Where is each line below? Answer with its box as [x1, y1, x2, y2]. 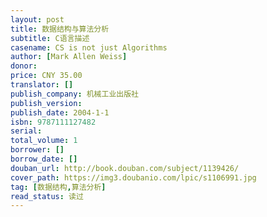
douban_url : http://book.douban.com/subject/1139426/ [10, 163, 240, 173]
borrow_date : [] [10, 154, 78, 164]
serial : [10, 126, 43, 136]
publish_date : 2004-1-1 [10, 107, 110, 118]
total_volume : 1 [10, 136, 78, 146]
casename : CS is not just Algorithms [10, 42, 168, 53]
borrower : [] [10, 145, 65, 155]
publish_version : [10, 98, 83, 108]
